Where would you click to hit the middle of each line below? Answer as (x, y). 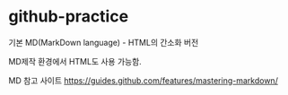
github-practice (69, 17)
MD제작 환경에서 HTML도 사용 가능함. (75, 61)
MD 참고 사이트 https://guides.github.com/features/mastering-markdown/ (144, 80)
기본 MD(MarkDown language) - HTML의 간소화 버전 (104, 42)
